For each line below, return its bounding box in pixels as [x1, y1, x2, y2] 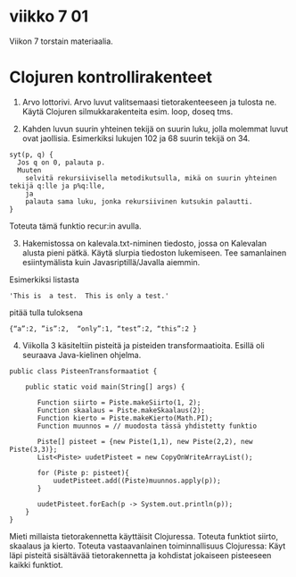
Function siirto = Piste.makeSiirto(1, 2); [37, 397, 201, 407]
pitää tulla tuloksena [9, 306, 83, 318]
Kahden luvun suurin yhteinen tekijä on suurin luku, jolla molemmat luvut [21, 123, 289, 134]
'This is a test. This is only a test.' [9, 291, 169, 300]
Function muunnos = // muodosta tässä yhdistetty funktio [37, 422, 257, 431]
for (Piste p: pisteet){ [37, 468, 129, 477]
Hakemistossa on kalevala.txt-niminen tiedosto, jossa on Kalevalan [21, 238, 267, 248]
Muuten [17, 165, 42, 175]
